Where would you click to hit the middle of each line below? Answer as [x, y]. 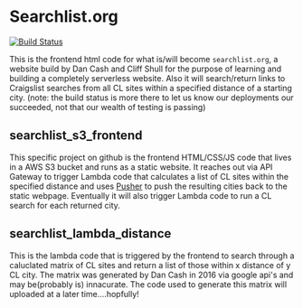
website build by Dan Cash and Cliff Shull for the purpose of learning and [146, 69]
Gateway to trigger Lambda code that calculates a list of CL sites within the [149, 176]
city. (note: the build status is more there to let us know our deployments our [151, 98]
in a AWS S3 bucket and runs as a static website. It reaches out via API [141, 167]
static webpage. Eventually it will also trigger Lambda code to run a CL [141, 195]
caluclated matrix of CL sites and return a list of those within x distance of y [150, 265]
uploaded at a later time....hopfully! [75, 294]
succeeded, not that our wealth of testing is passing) [108, 107]
